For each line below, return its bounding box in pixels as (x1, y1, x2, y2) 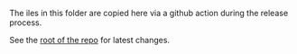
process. (9, 17, 42, 28)
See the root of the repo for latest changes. (9, 35, 170, 45)
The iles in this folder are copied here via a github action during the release (9, 8, 289, 18)
